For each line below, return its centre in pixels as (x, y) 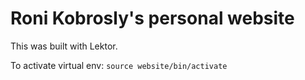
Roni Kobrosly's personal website (152, 18)
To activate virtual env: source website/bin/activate (119, 65)
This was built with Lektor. (64, 46)
